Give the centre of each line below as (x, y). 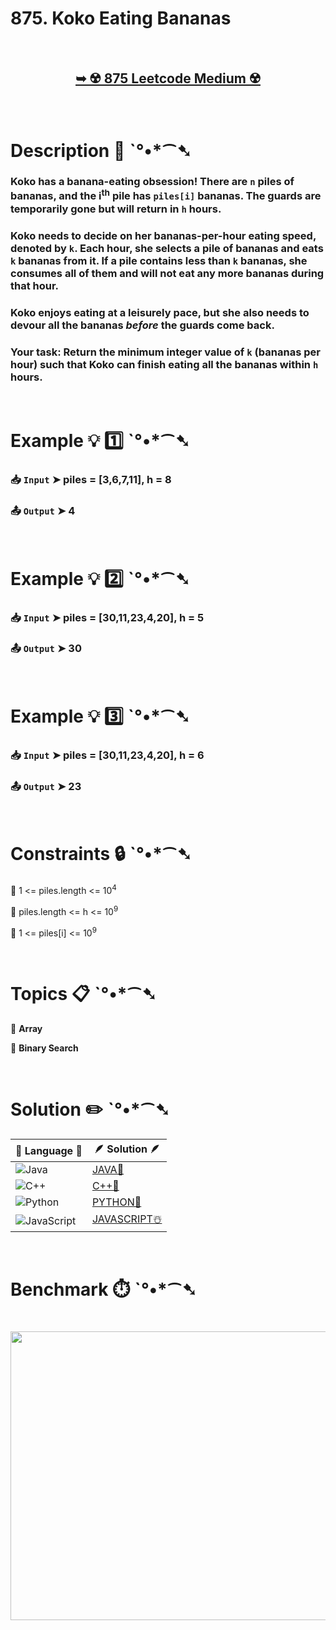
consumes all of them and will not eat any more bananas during (167, 273)
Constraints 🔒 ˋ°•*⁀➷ (101, 854)
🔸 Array (26, 1029)
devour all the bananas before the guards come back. (142, 325)
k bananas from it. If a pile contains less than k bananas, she (159, 260)
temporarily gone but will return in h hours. (116, 209)
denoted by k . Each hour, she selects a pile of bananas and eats (167, 248)
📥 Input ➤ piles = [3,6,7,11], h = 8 (91, 480)
